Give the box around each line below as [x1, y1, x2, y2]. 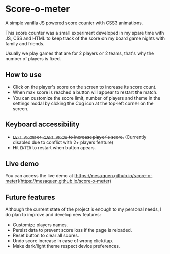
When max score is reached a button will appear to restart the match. [12, 89, 158, 96]
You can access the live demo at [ [5, 173, 76, 179]
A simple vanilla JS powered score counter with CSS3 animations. [5, 20, 143, 26]
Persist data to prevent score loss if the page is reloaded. [12, 227, 132, 233]
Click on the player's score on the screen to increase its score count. [12, 84, 157, 90]
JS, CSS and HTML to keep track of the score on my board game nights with [5, 35, 165, 41]
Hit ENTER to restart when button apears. [12, 144, 96, 150]
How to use [5, 71, 42, 79]
